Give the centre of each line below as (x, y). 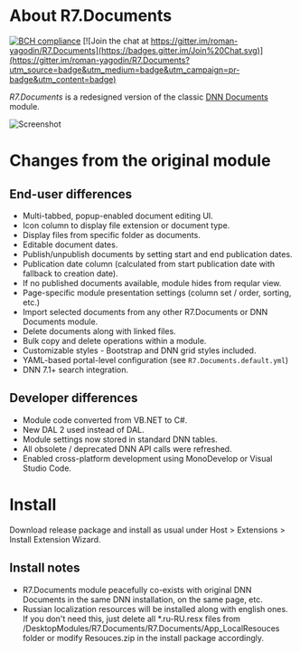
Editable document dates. (70, 244)
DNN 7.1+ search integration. (75, 369)
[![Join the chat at (116, 41)
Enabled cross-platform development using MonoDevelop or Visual (147, 458)
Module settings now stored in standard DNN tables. (120, 439)
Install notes (45, 568)
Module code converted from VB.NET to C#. (105, 420)
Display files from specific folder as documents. (111, 235)
